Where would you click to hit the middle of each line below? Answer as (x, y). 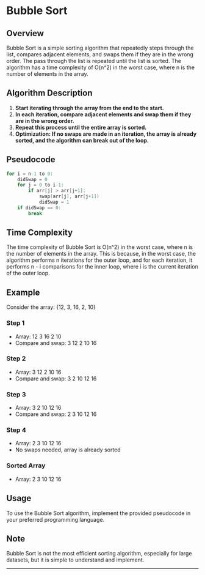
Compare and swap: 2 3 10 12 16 (56, 414)
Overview (25, 33)
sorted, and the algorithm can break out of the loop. (82, 140)
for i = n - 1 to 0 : (30, 174)
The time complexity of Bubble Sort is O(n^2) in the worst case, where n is (100, 247)
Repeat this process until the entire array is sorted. (81, 127)
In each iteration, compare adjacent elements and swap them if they (103, 114)
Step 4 (16, 430)
